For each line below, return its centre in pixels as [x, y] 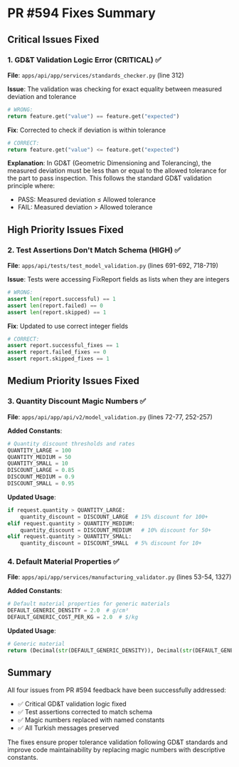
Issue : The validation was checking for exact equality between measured [115, 89]
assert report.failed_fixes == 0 [57, 352]
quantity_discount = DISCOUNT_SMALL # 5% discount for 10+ [111, 543]
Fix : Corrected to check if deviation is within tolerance [87, 130]
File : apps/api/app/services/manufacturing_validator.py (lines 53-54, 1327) [119, 577]
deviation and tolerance [42, 96]
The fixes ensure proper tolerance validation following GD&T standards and [118, 742]
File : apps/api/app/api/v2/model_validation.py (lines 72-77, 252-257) [110, 417]
